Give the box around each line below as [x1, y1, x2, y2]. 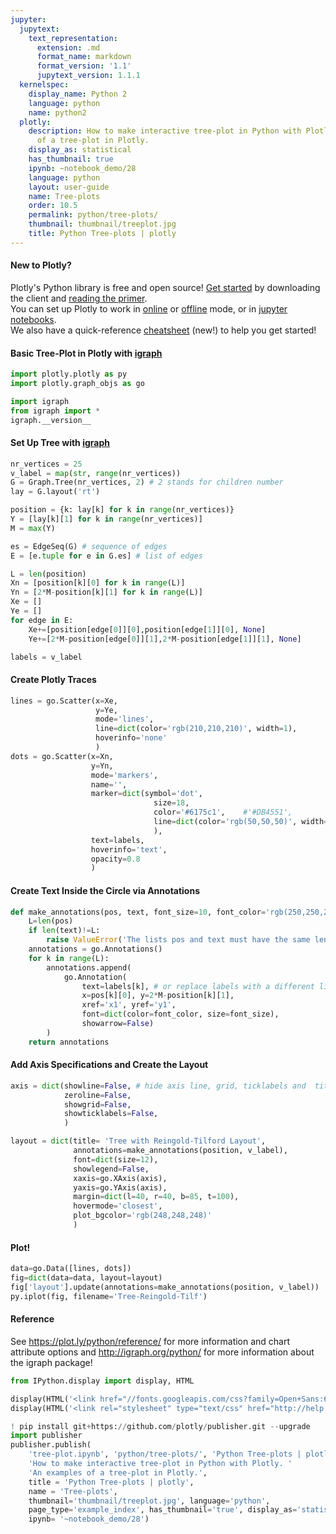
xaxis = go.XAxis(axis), [73, 1173, 168, 1183]
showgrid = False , [63, 1099, 132, 1110]
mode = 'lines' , [95, 714, 155, 725]
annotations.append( [46, 962, 132, 973]
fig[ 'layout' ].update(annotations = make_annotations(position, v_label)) [10, 1282, 320, 1292]
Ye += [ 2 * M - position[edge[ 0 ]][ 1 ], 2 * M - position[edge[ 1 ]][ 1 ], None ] [28, 634, 302, 644]
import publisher [10, 1431, 83, 1441]
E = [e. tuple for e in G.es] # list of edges [10, 551, 203, 561]
